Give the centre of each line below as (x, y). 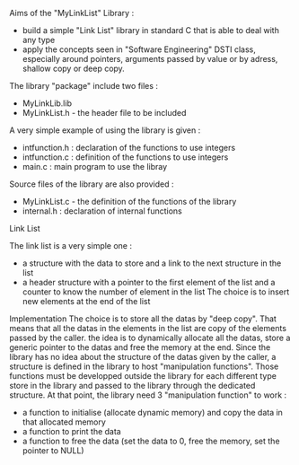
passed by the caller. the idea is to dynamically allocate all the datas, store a (150, 338)
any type (39, 40)
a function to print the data (71, 431)
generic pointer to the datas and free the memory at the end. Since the (140, 347)
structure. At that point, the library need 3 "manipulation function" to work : (148, 395)
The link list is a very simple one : (71, 246)
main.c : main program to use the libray (95, 167)
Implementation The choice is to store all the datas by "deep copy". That (143, 319)
